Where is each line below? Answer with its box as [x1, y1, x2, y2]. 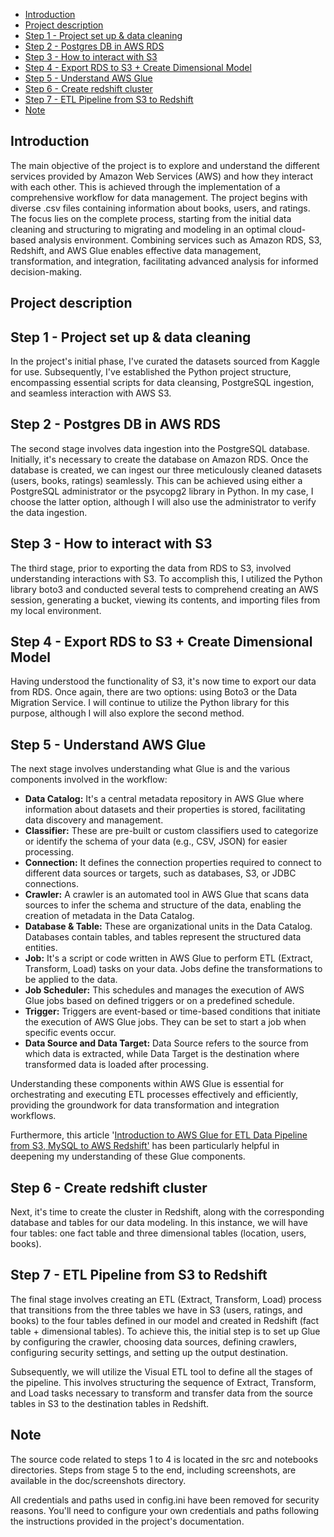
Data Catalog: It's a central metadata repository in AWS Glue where [24, 793, 305, 805]
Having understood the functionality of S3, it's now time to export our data [10, 675, 317, 688]
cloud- [278, 223, 307, 235]
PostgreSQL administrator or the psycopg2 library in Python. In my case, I [10, 485, 314, 497]
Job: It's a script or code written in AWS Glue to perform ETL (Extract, [24, 952, 313, 964]
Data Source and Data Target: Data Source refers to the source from [24, 1037, 309, 1049]
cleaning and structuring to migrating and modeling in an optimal [10, 223, 277, 235]
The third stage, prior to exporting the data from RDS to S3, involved [10, 562, 292, 574]
